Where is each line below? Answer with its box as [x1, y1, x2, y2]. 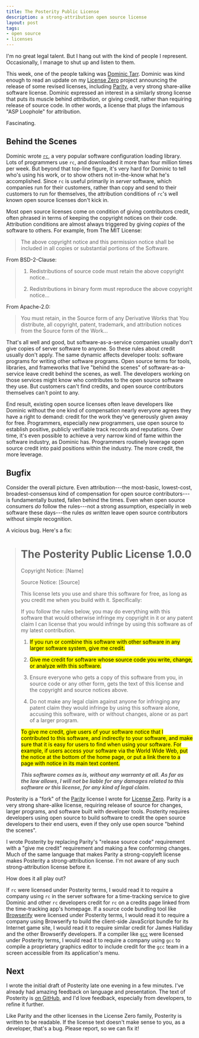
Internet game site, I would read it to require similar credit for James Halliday [6, 924, 192, 931]
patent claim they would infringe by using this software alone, [29, 704, 180, 711]
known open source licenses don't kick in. [6, 196, 109, 203]
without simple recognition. [6, 515, 73, 522]
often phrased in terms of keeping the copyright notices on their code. [6, 214, 178, 221]
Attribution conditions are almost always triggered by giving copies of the [6, 220, 185, 228]
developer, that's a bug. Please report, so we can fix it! [6, 1025, 139, 1032]
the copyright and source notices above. [29, 686, 129, 693]
